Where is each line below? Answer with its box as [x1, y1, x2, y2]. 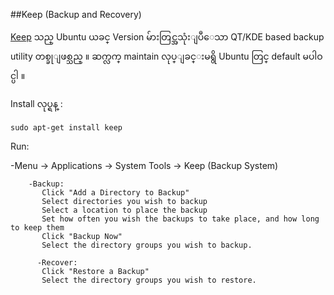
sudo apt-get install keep [10, 123, 123, 133]
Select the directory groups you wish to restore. [41, 275, 257, 285]
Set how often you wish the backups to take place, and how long [41, 214, 320, 224]
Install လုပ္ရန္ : [10, 98, 63, 109]
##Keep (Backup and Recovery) [10, 9, 142, 20]
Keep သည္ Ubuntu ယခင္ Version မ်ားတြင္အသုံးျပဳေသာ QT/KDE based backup [10, 31, 325, 43]
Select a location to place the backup [41, 205, 208, 215]
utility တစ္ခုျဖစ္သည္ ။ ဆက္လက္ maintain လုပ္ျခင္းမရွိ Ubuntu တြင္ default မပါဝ [10, 50, 323, 62]
